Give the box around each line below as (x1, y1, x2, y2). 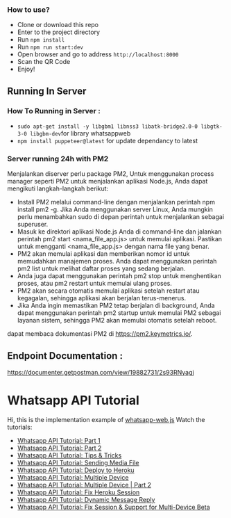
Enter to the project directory (17, 28, 101, 36)
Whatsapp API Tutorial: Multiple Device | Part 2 (17, 481, 151, 489)
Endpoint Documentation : (7, 350, 123, 362)
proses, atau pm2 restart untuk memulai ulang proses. (17, 280, 172, 288)
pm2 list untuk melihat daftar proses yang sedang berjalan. (17, 264, 186, 273)
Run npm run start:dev (17, 43, 83, 51)
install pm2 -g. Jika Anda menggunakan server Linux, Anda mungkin (17, 205, 214, 213)
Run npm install (17, 35, 65, 44)
